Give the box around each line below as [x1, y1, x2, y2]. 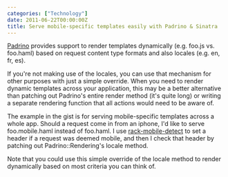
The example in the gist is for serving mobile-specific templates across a [7, 112, 214, 121]
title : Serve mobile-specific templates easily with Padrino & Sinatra [7, 23, 218, 30]
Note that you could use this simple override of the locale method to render [7, 155, 221, 163]
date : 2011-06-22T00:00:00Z [7, 17, 88, 23]
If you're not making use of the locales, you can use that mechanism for [7, 70, 212, 78]
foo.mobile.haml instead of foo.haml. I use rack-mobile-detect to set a [7, 127, 206, 135]
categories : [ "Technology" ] [7, 10, 88, 17]
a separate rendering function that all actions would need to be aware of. [7, 99, 214, 107]
